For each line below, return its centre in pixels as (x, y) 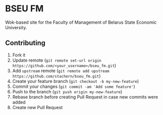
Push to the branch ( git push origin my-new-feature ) (67, 91)
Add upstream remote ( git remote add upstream (61, 71)
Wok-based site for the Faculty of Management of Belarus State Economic (81, 22)
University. (16, 27)
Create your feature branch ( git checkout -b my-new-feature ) (76, 81)
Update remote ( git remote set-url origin (57, 60)
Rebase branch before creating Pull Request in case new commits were (85, 97)
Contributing (25, 43)
